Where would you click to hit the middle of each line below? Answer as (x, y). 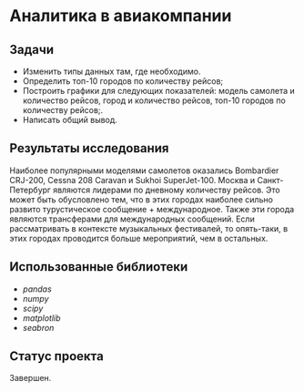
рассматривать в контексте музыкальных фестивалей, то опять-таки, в (149, 228)
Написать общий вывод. (70, 120)
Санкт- (270, 180)
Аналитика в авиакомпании (121, 16)
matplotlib (41, 318)
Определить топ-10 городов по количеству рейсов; (123, 81)
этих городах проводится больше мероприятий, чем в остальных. (139, 238)
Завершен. (30, 378)
